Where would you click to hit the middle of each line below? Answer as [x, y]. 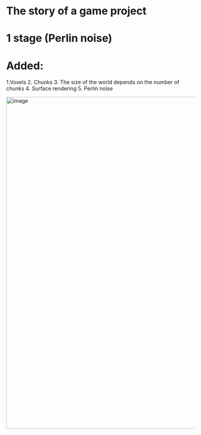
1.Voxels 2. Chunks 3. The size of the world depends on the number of [93, 82]
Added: [25, 65]
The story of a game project [76, 11]
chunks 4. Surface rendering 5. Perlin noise [60, 88]
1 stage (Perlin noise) [59, 39]
